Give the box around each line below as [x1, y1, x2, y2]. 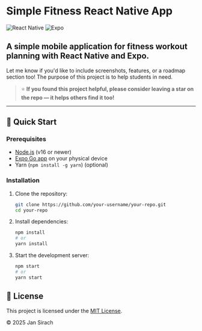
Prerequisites [6, 135, 46, 144]
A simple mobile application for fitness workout [6, 41, 188, 52]
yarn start [14, 275, 43, 281]
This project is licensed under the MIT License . [6, 307, 123, 314]
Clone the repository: [14, 190, 68, 197]
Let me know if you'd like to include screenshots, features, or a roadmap [6, 67, 186, 74]
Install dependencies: [14, 218, 69, 225]
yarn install [14, 241, 48, 247]
